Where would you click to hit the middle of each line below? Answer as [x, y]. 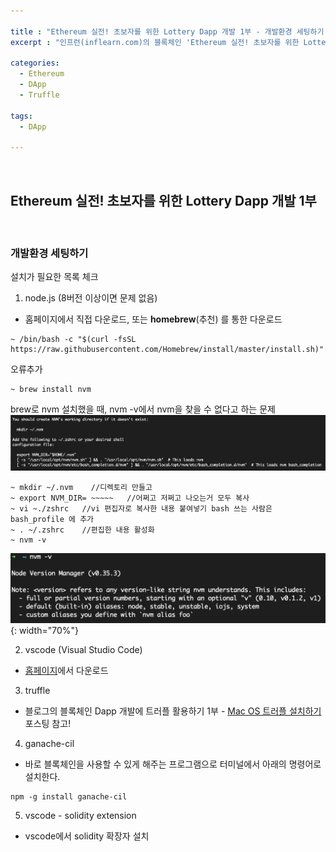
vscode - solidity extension [80, 815]
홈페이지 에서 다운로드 [66, 670]
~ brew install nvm [51, 390]
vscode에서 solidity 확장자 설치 [87, 836]
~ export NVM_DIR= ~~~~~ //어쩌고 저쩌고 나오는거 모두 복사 [130, 498]
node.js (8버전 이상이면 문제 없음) [91, 298]
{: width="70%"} [44, 630]
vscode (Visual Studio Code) [83, 649]
